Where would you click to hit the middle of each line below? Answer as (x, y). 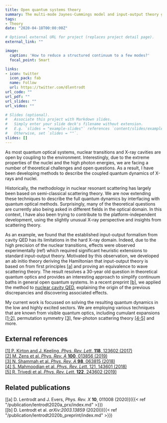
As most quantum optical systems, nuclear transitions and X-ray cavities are (83, 152)
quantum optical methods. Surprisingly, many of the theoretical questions (80, 204)
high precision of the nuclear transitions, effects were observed (70, 245)
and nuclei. (27, 178)
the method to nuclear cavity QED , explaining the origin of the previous (78, 287)
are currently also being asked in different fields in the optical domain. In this (83, 209)
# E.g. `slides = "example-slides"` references (58, 129)
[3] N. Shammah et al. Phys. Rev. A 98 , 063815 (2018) (60, 361)
